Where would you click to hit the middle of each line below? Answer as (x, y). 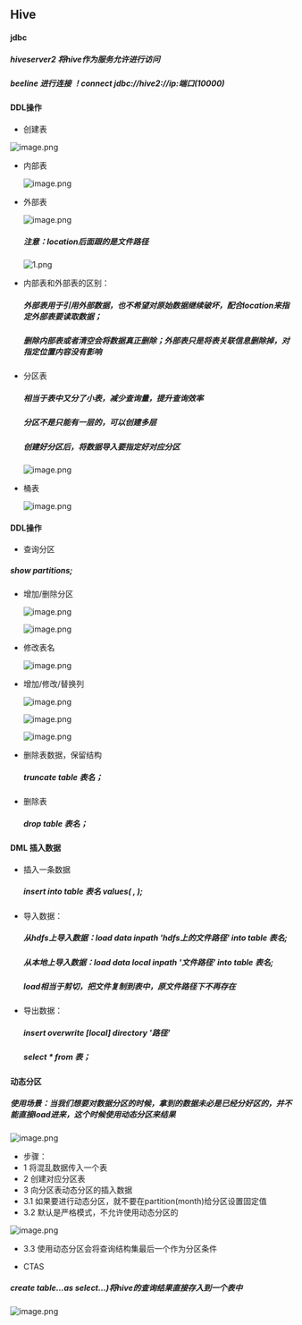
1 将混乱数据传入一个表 (65, 1168)
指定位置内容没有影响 (62, 352)
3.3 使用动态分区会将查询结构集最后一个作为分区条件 (120, 1248)
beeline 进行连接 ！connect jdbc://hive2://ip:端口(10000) (117, 83)
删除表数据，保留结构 (62, 755)
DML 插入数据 (36, 848)
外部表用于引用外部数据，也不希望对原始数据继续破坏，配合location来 (152, 305)
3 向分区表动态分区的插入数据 (78, 1190)
